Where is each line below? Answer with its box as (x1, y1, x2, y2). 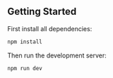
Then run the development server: (7, 51, 107, 60)
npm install (7, 38, 42, 45)
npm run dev (7, 65, 42, 72)
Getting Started (7, 6, 77, 18)
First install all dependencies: (7, 24, 93, 33)
